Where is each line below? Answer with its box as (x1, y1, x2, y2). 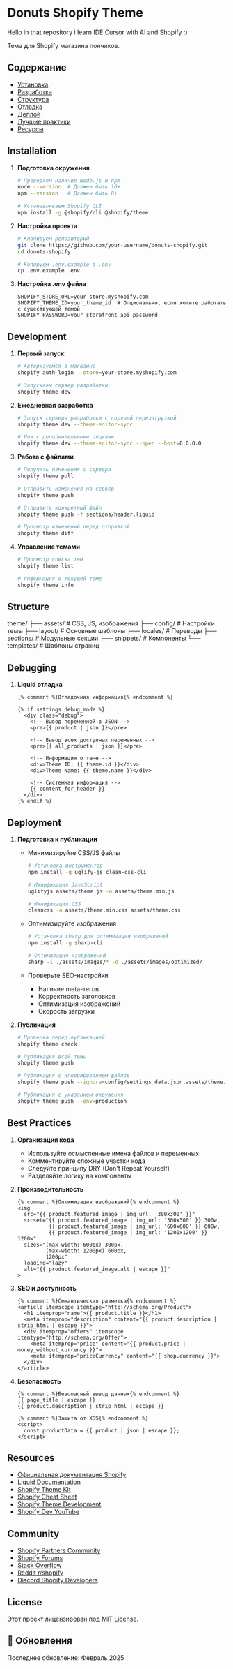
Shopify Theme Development (17, 1500, 102, 1508)
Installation (7, 145, 57, 157)
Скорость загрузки (38, 1007, 95, 1015)
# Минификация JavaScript (27, 881, 103, 888)
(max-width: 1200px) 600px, (45, 1247, 127, 1254)
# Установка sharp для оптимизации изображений (27, 933, 168, 940)
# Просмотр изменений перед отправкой (17, 524, 130, 531)
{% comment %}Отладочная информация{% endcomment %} (17, 694, 174, 701)
